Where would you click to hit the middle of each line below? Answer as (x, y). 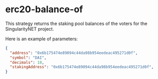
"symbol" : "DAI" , (28, 58)
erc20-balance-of (44, 9)
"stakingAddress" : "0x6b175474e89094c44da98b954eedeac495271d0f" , (82, 67)
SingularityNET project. (30, 29)
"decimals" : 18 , (27, 62)
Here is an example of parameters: (42, 39)
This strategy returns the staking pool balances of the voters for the (76, 23)
